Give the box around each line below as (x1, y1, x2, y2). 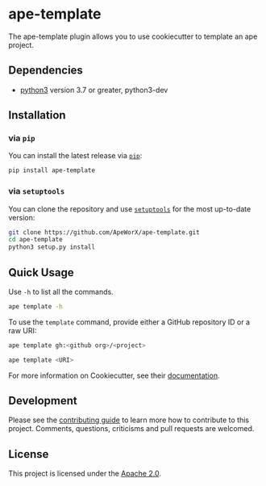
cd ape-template (8, 236, 63, 244)
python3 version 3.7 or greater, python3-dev (19, 85, 168, 94)
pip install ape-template (8, 166, 95, 174)
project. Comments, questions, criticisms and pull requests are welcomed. (8, 424, 255, 434)
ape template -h (8, 303, 63, 311)
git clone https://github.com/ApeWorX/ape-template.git (8, 228, 200, 237)
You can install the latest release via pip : (8, 151, 143, 161)
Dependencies (8, 64, 83, 78)
